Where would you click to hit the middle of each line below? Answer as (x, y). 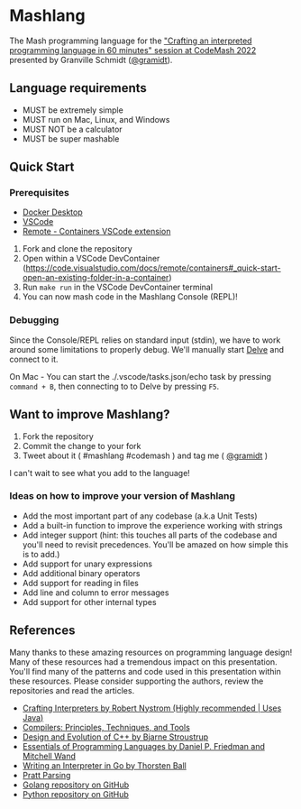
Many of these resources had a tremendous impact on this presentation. (143, 662)
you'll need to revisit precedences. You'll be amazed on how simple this (155, 544)
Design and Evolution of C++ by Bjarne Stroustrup (115, 737)
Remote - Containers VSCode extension (96, 232)
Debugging (34, 320)
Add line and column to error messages (96, 593)
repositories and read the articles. (72, 690)
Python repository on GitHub (75, 794)
